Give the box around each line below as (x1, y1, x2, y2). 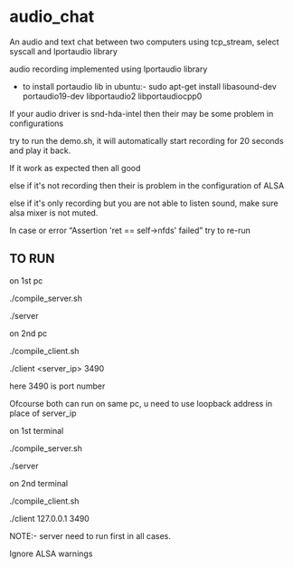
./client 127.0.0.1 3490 (9, 513, 90, 524)
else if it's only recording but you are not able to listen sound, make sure (9, 197, 279, 208)
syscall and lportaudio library (9, 45, 118, 56)
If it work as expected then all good (9, 162, 141, 173)
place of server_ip (9, 408, 77, 419)
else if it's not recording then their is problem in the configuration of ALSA (9, 179, 285, 191)
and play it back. (9, 145, 71, 156)
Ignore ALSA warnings (9, 548, 93, 559)
